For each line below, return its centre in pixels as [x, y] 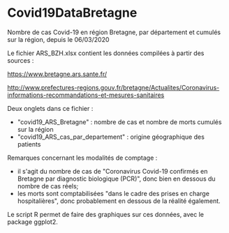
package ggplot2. [32, 222]
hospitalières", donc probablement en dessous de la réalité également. [119, 201]
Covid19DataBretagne [72, 13]
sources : [21, 60]
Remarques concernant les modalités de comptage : [82, 158]
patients [29, 144]
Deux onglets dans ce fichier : [50, 108]
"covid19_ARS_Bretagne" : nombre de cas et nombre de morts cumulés [119, 122]
